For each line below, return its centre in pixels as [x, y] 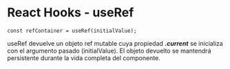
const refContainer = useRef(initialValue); [72, 31]
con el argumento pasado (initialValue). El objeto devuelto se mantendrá [109, 51]
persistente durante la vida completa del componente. [84, 58]
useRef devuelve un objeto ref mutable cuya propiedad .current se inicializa [115, 43]
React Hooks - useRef [71, 13]
